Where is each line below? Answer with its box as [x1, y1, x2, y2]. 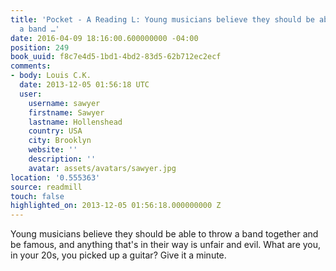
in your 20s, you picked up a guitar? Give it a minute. [10, 249, 227, 261]
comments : [10, 61, 52, 71]
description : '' [28, 154, 97, 164]
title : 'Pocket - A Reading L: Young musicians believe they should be [10, 14, 315, 25]
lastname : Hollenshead [28, 117, 123, 127]
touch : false [10, 191, 65, 201]
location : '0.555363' [10, 172, 101, 183]
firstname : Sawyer [28, 107, 105, 118]
